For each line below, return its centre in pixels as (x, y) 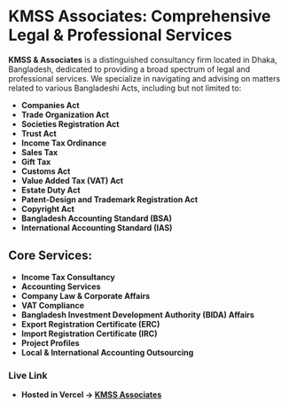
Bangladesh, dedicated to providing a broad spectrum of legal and (129, 69)
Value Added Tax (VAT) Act (72, 180)
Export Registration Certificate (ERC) (90, 324)
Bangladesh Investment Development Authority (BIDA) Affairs (137, 314)
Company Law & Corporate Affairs (86, 295)
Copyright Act (47, 208)
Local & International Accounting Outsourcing (107, 352)
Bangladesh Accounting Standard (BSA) (97, 218)
